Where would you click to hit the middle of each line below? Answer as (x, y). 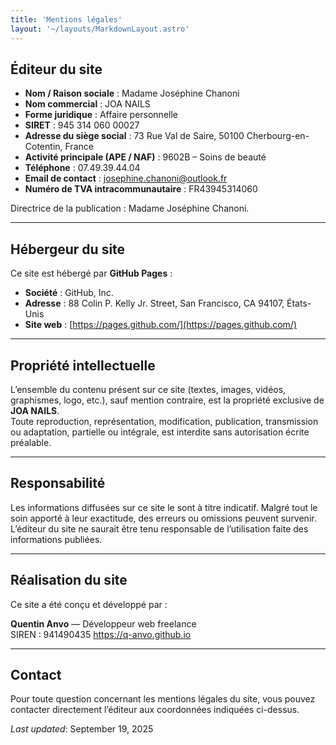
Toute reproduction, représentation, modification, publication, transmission (164, 421)
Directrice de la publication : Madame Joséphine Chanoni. (130, 208)
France (79, 147)
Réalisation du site (69, 580)
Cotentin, (43, 147)
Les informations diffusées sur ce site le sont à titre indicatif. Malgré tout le (164, 507)
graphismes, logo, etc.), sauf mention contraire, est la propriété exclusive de (167, 400)
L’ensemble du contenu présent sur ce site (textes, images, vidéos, (148, 389)
